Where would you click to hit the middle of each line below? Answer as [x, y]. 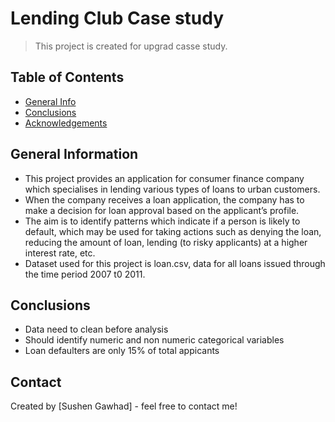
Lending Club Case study [117, 18]
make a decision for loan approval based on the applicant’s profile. [162, 210]
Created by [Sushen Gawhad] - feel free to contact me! [124, 406]
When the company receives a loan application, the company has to [164, 199]
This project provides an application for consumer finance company [164, 178]
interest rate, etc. [60, 253]
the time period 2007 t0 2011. [85, 274]
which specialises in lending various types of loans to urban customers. [172, 189]
